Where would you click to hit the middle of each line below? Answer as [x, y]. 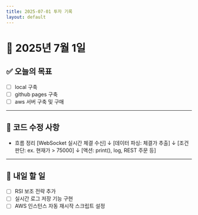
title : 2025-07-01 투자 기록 [39, 11]
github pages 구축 [36, 94]
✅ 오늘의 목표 [29, 72]
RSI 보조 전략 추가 [35, 191]
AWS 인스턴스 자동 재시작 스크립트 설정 [60, 206]
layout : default [26, 17]
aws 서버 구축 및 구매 [39, 101]
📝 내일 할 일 [26, 176]
